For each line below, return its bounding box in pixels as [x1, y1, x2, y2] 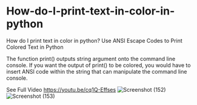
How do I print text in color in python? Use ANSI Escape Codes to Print [6, 37, 183, 44]
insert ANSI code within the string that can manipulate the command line [6, 68, 187, 75]
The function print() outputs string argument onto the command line [6, 55, 176, 62]
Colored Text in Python [6, 43, 64, 51]
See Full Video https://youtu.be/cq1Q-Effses [6, 86, 116, 93]
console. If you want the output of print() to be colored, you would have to [6, 62, 191, 69]
